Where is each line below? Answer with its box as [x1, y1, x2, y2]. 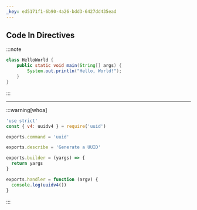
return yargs [11, 161, 43, 167]
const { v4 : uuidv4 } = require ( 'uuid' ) [6, 123, 107, 129]
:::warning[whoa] [6, 106, 47, 113]
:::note [6, 46, 22, 53]
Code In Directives [6, 31, 75, 40]
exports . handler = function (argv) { [6, 177, 98, 182]
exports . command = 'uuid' [6, 134, 69, 140]
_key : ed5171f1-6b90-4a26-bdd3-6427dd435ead [6, 8, 117, 15]
